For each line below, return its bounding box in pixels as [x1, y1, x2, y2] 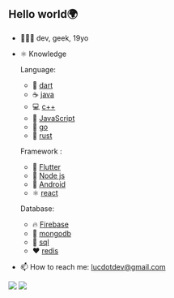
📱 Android [32, 179, 66, 189]
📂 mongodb [32, 228, 71, 238]
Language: [19, 64, 57, 74]
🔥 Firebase [32, 219, 69, 229]
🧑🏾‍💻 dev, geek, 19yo [19, 32, 89, 43]
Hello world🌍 [8, 7, 79, 21]
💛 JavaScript [32, 113, 75, 123]
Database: [19, 203, 55, 214]
